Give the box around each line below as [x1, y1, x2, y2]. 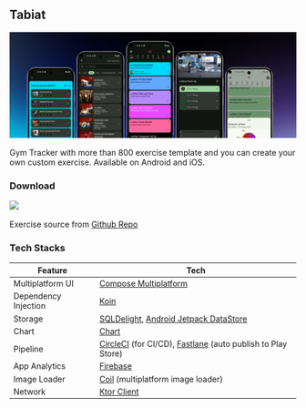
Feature [37, 264, 68, 276]
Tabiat [9, 7, 46, 23]
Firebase [98, 361, 132, 372]
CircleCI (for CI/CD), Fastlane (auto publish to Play [98, 339, 288, 350]
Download [9, 179, 56, 192]
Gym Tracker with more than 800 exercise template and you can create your [9, 147, 296, 158]
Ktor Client [98, 386, 139, 397]
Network [13, 386, 46, 397]
